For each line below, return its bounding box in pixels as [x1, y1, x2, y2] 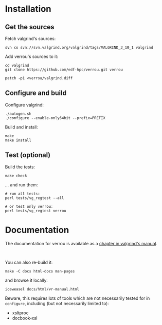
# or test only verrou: [5, 204, 54, 209]
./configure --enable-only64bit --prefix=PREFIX [5, 115, 106, 120]
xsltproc [12, 310, 29, 316]
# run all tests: [5, 191, 40, 196]
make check [5, 173, 27, 178]
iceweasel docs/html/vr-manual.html [5, 287, 79, 291]
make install [5, 138, 32, 143]
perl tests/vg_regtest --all [5, 196, 64, 200]
